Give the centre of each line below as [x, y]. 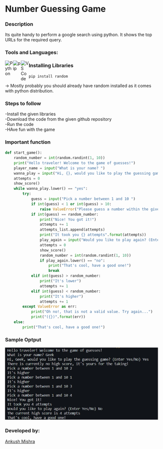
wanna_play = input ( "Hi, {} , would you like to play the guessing [82, 173]
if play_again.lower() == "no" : [72, 260]
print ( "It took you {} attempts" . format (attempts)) [93, 235]
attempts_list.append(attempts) [72, 230]
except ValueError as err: [50, 307]
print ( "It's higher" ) [61, 296]
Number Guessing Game [56, 9]
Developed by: [23, 431]
